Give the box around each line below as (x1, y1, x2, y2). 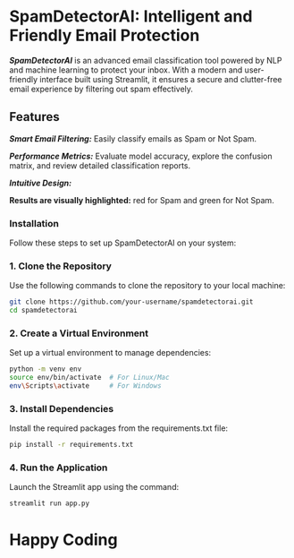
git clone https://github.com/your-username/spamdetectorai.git (9, 297, 254, 306)
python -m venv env (9, 365, 82, 373)
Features (9, 109, 60, 124)
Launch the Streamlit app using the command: (9, 482, 180, 493)
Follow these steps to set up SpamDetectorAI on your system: (9, 237, 237, 248)
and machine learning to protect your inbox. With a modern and (9, 64, 243, 75)
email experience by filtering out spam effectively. (9, 83, 194, 94)
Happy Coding (9, 529, 118, 550)
